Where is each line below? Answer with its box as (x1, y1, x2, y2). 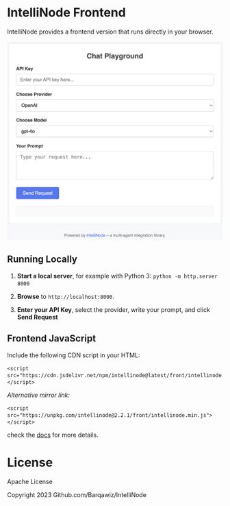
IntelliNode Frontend (7, 5, 127, 21)
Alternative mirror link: (7, 391, 71, 399)
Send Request (16, 313, 58, 321)
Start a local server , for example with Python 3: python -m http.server (16, 272, 218, 280)
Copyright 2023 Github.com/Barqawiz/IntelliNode (7, 490, 147, 498)
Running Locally (7, 254, 77, 265)
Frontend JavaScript (7, 333, 97, 344)
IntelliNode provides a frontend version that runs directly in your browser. (7, 27, 214, 36)
